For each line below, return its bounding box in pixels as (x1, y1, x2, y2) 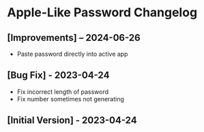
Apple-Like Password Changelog (7, 5, 198, 20)
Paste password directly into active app (16, 50, 128, 58)
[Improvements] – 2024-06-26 (7, 32, 141, 44)
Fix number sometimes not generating (16, 95, 125, 103)
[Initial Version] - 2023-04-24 (7, 114, 138, 127)
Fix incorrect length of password (16, 87, 109, 96)
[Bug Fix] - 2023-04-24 (7, 69, 110, 81)
